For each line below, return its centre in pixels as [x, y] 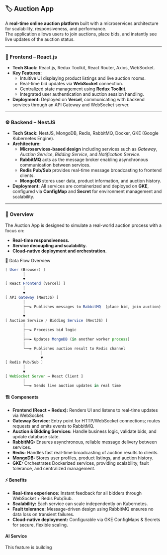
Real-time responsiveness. [41, 240]
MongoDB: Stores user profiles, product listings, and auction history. [83, 458]
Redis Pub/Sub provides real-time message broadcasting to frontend [91, 170]
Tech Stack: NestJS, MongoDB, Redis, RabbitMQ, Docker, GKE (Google [85, 133]
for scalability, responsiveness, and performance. [56, 28]
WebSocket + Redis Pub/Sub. [42, 498]
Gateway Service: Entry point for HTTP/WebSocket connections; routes [86, 420]
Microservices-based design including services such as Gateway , [88, 149]
